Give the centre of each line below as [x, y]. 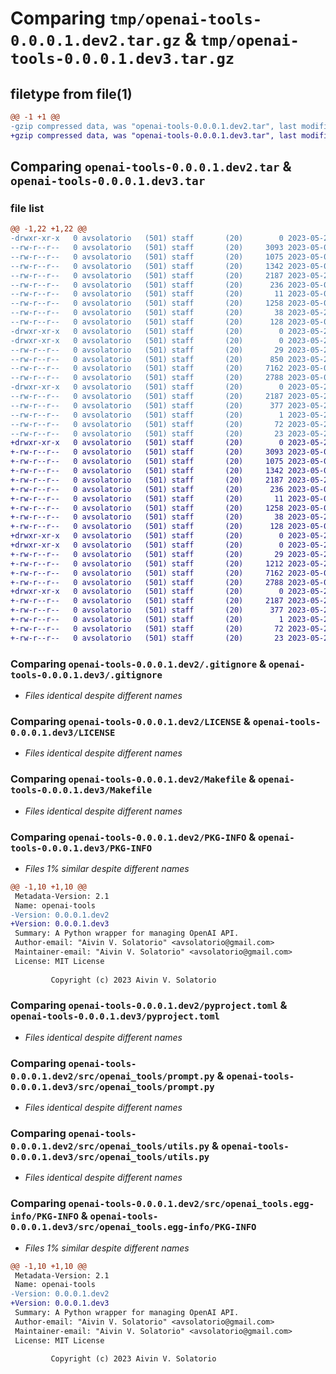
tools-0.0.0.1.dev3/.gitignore [86, 675]
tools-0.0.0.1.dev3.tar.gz [122, 59]
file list [27, 208]
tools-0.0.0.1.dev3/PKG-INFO [81, 848]
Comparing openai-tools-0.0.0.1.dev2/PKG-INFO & [133, 837]
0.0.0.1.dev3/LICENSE [63, 732]
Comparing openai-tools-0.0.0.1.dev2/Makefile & [133, 779]
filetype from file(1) [71, 93]
